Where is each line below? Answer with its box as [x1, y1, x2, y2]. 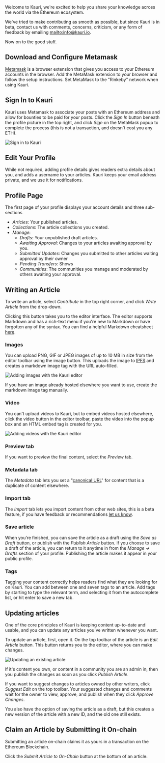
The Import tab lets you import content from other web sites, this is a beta [5, 506, 155, 512]
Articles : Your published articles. [12, 219, 78, 225]
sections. [5, 210, 24, 216]
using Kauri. [5, 82, 29, 87]
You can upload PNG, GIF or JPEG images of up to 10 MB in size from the [5, 352, 153, 358]
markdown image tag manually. [5, 387, 69, 393]
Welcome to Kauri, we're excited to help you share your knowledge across [5, 4, 156, 10]
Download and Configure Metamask [5, 53, 118, 61]
